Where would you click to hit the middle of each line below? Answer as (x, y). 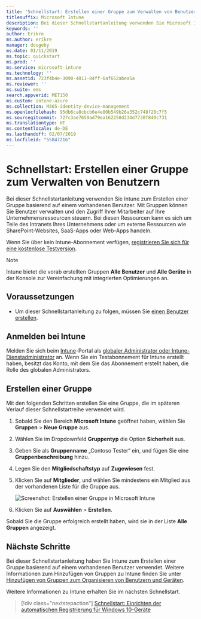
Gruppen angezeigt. (31, 528)
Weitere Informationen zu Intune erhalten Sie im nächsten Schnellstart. (93, 591)
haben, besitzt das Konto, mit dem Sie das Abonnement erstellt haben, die (98, 363)
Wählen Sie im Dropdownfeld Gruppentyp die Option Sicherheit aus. (100, 439)
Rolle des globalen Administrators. (48, 370)
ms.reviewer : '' (26, 84)
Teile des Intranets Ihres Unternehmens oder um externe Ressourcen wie (96, 224)
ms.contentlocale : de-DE (37, 129)
